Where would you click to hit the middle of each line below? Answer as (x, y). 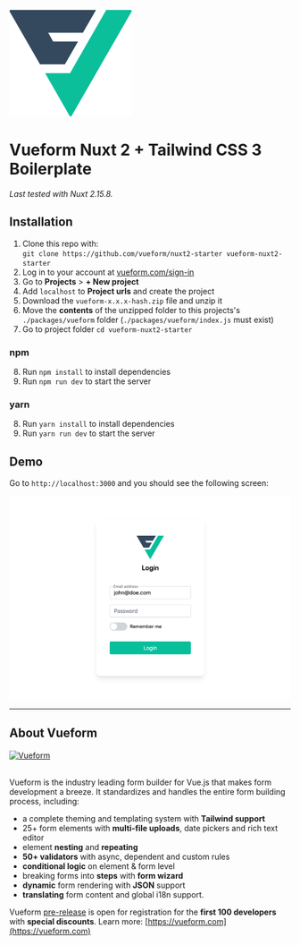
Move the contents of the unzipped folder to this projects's (131, 310)
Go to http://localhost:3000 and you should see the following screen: (139, 483)
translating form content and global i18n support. (113, 894)
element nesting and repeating (80, 847)
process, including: (45, 801)
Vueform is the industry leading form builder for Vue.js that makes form (141, 782)
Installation (41, 222)
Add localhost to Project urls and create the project (118, 291)
